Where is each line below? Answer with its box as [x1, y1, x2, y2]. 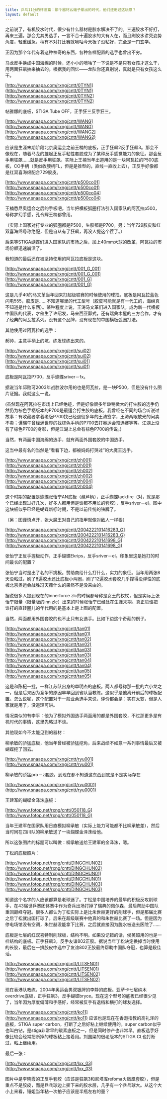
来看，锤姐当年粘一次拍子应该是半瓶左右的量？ [13, 1088, 110, 1094]
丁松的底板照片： [5, 850, 40, 856]
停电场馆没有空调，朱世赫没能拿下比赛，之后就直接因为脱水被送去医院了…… [5, 921, 161, 927]
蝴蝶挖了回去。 [5, 746, 36, 752]
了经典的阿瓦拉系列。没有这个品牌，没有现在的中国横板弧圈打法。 [5, 316, 140, 322]
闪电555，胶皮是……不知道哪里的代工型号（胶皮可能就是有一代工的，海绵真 [5, 298, 160, 304]
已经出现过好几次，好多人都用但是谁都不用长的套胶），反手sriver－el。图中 [9, 500, 162, 506]
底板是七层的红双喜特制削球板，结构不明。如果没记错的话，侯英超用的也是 [5, 932, 158, 938]
